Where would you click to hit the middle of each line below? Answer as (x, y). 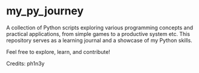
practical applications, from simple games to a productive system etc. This (98, 34)
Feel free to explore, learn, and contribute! (58, 51)
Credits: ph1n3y (25, 63)
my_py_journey (45, 11)
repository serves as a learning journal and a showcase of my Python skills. (99, 40)
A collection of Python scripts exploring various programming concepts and (100, 28)
